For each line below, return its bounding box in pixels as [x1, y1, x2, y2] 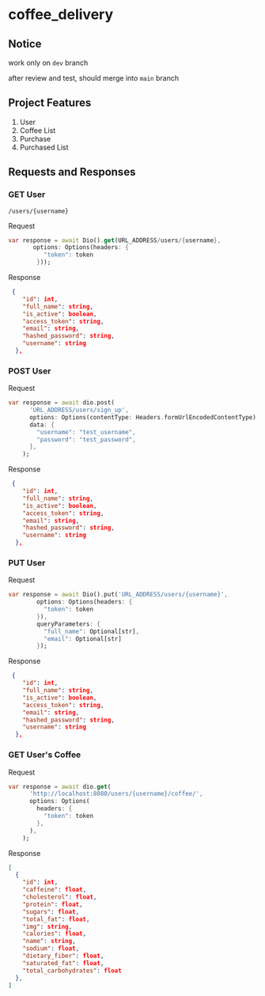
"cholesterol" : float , [22, 893, 97, 901]
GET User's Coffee [8, 749, 81, 760]
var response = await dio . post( [8, 399, 115, 407]
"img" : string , [22, 922, 73, 930]
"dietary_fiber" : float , [22, 952, 104, 960]
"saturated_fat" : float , [22, 959, 104, 967]
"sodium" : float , [22, 945, 80, 952]
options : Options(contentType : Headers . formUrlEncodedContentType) [28, 413, 257, 421]
